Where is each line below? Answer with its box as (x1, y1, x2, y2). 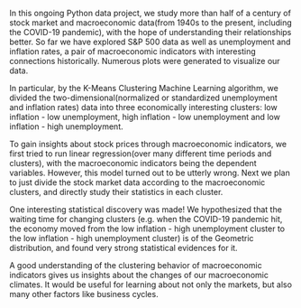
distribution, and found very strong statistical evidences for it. (9, 243, 238, 253)
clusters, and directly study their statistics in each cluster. (9, 187, 223, 197)
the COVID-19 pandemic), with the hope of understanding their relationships (9, 27, 292, 37)
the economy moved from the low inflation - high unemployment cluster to (9, 223, 286, 234)
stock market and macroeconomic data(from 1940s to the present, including (9, 17, 292, 28)
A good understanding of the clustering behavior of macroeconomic (9, 260, 263, 270)
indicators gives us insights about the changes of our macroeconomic (9, 270, 269, 280)
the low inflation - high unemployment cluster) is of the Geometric (9, 233, 254, 243)
